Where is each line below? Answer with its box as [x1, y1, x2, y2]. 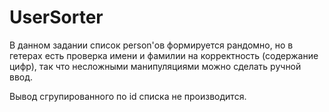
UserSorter [9, 6, 104, 29]
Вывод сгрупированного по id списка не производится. [9, 90, 247, 102]
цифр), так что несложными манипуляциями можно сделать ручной [9, 60, 302, 72]
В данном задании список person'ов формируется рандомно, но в [9, 39, 294, 51]
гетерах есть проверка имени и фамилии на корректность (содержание [9, 49, 319, 61]
